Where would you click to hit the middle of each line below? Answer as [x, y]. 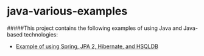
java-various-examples [67, 11]
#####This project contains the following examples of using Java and [94, 28]
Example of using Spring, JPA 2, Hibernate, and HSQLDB [87, 46]
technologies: [41, 34]
